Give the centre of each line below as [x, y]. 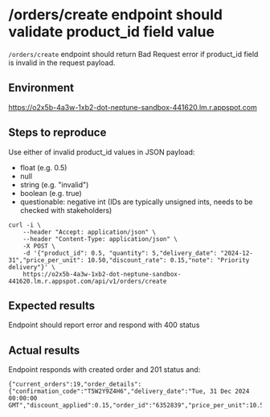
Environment [41, 88]
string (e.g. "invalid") [54, 184]
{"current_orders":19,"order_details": [75, 384]
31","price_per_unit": [46, 260]
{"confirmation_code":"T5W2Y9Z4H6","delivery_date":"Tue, [107, 391]
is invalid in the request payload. [62, 63]
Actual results [44, 350]
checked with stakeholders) [66, 210]
